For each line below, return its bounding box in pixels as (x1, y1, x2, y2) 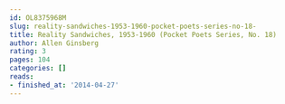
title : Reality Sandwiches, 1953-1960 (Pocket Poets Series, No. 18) (9, 30, 278, 39)
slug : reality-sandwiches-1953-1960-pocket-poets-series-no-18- (9, 22, 257, 31)
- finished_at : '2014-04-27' (9, 80, 119, 90)
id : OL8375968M (9, 13, 67, 23)
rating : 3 (9, 47, 47, 56)
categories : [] (9, 64, 67, 73)
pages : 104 (9, 55, 51, 64)
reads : (9, 72, 34, 81)
